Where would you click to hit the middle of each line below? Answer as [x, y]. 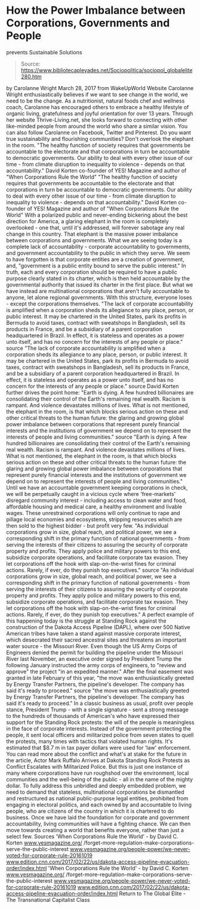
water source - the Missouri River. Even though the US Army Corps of [92, 646]
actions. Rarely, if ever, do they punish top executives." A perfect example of [100, 614]
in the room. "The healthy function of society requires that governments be [99, 145]
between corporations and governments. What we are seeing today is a [94, 240]
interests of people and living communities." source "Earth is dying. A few [96, 437]
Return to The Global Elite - [153, 893]
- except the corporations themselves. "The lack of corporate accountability [100, 303]
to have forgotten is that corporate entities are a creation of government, [95, 259]
